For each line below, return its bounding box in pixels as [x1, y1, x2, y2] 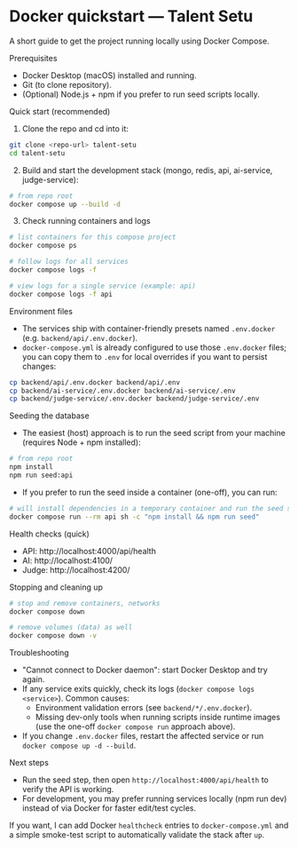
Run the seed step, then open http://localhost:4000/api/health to [21, 774, 269, 785]
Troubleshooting [9, 647, 69, 658]
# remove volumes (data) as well [9, 623, 133, 632]
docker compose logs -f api [9, 290, 114, 298]
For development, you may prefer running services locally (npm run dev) [21, 793, 287, 805]
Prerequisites [9, 52, 58, 63]
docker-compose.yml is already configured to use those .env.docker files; [21, 342, 286, 353]
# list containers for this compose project [9, 233, 176, 242]
